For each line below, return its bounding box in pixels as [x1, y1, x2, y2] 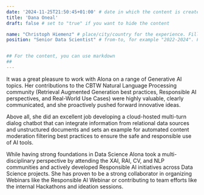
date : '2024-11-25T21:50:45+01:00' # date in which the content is [6, 9, 181, 15]
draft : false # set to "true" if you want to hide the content [6, 20, 170, 26]
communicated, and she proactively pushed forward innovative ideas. [6, 101, 181, 108]
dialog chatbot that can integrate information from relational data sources [6, 119, 189, 126]
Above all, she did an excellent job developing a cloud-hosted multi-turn [6, 113, 187, 120]
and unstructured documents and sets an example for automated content [6, 126, 189, 133]
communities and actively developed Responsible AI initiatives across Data [6, 163, 193, 171]
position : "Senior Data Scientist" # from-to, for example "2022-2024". [6, 37, 194, 43]
